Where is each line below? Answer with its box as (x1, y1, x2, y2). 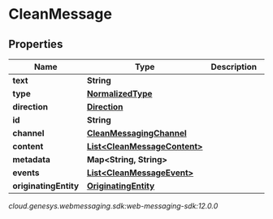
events (12, 167, 40, 178)
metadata (12, 154, 50, 165)
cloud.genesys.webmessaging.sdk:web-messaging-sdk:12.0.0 (8, 201, 219, 211)
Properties (8, 37, 63, 51)
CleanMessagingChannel (86, 127, 187, 139)
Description (210, 62, 258, 72)
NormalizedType (86, 88, 153, 99)
